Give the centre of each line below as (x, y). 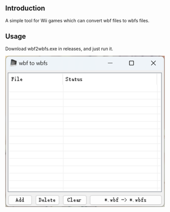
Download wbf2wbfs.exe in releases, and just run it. (59, 49)
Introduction (25, 8)
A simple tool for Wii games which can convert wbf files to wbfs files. (77, 20)
